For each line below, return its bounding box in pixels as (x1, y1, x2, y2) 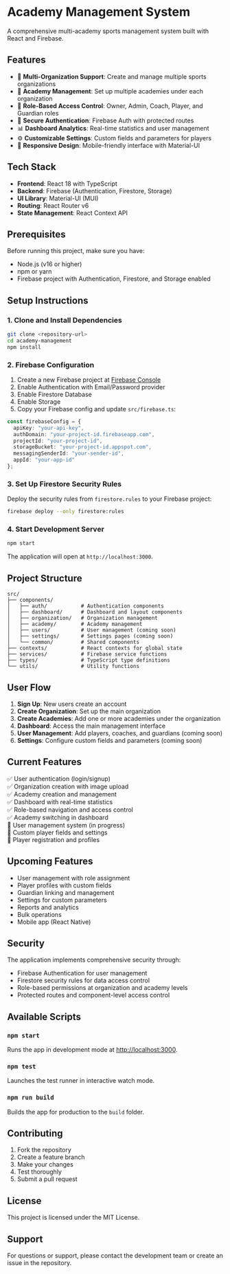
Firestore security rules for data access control (16, 976, 150, 984)
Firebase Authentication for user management (16, 969, 148, 978)
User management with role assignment (16, 874, 130, 882)
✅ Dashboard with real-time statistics (7, 797, 113, 806)
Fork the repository (16, 1146, 72, 1154)
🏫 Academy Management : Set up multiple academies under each (16, 87, 204, 95)
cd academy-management (7, 337, 72, 344)
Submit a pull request (16, 1175, 78, 1183)
